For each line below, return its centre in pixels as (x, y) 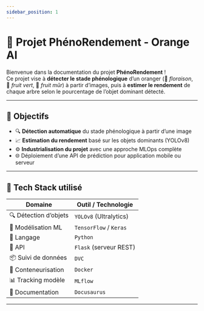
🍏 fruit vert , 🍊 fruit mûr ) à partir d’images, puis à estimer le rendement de (98, 85)
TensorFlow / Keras (100, 227)
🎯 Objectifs (28, 116)
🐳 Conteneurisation (37, 270)
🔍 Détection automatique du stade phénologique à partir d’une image (104, 131)
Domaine (39, 205)
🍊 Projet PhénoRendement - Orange (98, 42)
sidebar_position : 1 (32, 12)
